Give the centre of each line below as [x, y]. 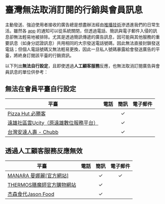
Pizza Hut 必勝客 [27, 114]
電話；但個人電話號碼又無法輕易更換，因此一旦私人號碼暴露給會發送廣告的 [80, 49]
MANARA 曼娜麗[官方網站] [38, 175]
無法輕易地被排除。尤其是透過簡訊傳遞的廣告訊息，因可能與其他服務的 [84, 37]
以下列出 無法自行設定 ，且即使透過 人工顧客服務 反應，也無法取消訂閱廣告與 [80, 66]
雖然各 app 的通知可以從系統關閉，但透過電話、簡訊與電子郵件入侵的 [83, 30]
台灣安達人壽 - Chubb [33, 132]
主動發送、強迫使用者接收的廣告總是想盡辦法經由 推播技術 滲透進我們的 [76, 25]
